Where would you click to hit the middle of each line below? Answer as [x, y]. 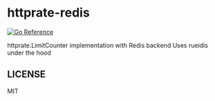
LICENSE [27, 74]
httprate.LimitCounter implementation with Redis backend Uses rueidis [108, 45]
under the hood [29, 53]
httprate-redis [48, 13]
